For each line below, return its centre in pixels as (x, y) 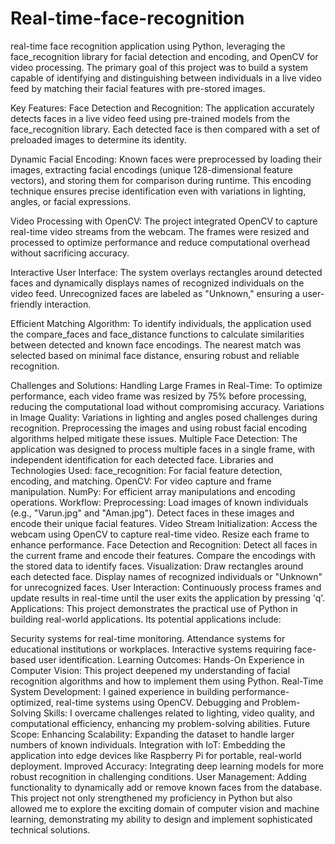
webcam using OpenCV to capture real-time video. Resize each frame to (160, 534)
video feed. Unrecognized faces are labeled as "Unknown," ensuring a (155, 293)
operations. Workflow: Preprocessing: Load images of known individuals (159, 502)
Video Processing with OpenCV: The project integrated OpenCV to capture (164, 221)
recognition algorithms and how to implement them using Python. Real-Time (167, 681)
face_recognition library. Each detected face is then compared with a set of (165, 129)
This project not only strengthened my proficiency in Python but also (151, 798)
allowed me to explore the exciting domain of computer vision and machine (165, 808)
